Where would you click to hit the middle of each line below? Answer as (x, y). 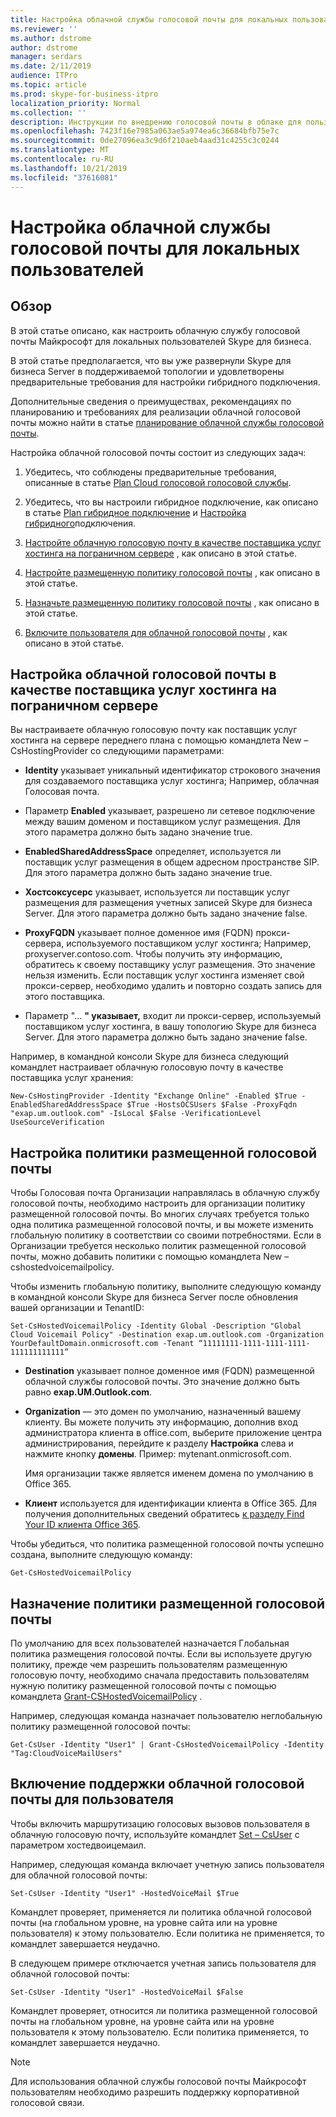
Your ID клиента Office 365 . (82, 1525)
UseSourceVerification (57, 1122)
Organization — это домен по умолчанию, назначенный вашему (163, 1412)
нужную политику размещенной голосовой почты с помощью (143, 1685)
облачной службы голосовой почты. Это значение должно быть (162, 1382)
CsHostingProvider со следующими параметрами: (117, 751)
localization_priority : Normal (75, 103)
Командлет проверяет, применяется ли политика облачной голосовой (161, 1912)
